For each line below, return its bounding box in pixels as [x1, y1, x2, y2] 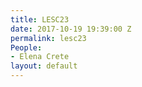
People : [10, 42, 43, 53]
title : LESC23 [10, 14, 70, 25]
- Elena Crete [10, 52, 70, 62]
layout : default [10, 61, 78, 71]
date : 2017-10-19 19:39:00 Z [10, 24, 132, 34]
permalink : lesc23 [10, 33, 87, 43]
